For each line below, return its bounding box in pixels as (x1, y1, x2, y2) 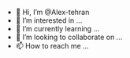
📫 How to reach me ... (15, 42, 89, 50)
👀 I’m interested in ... (15, 16, 83, 25)
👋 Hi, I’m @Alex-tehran (15, 8, 90, 16)
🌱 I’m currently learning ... (15, 24, 100, 33)
